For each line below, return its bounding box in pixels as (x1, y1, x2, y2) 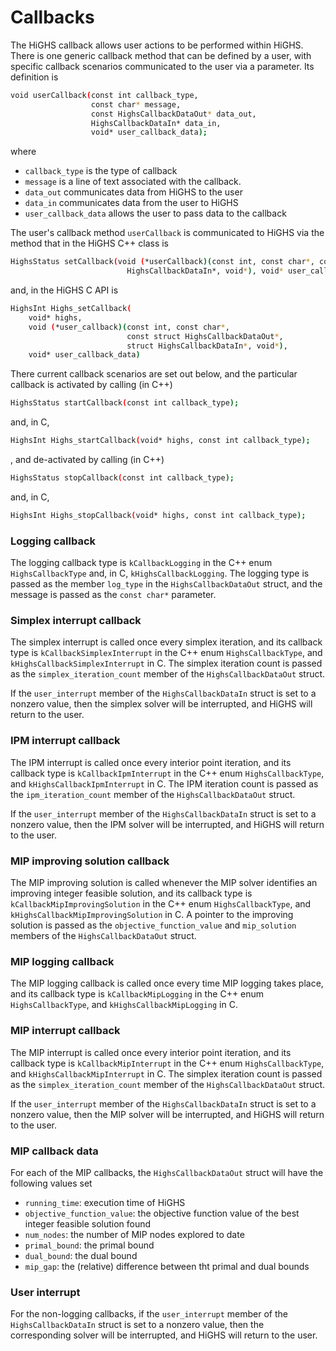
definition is (10, 71, 59, 83)
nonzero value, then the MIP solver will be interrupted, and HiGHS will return (10, 1108, 325, 1120)
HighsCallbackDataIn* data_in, (90, 118, 222, 128)
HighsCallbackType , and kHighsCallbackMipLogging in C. (10, 999, 238, 1011)
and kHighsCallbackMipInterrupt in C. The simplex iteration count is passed (10, 1067, 323, 1080)
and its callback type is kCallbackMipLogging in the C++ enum (10, 988, 265, 1000)
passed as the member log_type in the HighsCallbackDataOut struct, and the (10, 578, 323, 590)
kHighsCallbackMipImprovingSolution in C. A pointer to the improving (10, 909, 294, 920)
